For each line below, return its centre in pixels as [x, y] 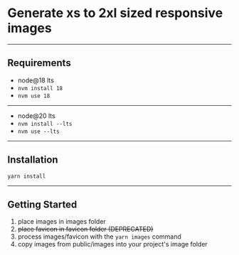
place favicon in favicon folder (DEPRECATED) [85, 229]
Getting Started [42, 204]
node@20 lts [36, 116]
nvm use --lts [38, 131]
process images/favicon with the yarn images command [99, 237]
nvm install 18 [40, 88]
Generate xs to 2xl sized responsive [115, 13]
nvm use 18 [34, 96]
